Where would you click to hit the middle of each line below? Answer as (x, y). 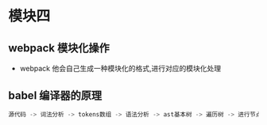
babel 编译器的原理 (55, 96)
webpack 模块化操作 (59, 48)
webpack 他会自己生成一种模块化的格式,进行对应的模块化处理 (120, 68)
